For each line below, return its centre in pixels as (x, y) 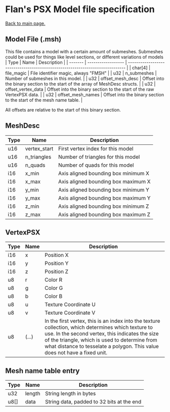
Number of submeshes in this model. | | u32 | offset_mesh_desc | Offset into (85, 78)
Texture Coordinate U (70, 305)
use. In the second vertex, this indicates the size (102, 334)
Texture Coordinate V (70, 313)
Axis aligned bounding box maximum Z (104, 214)
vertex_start (39, 148)
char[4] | (141, 67)
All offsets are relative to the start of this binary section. (63, 109)
